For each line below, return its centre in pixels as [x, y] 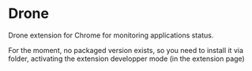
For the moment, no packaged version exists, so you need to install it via [126, 50]
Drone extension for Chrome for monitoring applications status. [111, 35]
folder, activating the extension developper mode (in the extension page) [126, 59]
